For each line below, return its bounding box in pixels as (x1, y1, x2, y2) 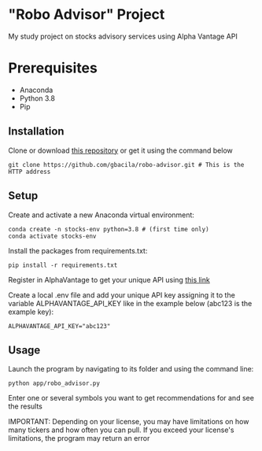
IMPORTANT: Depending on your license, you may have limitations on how (8, 417, 249, 427)
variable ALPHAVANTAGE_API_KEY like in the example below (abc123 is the (8, 298, 253, 308)
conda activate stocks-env (8, 232, 97, 240)
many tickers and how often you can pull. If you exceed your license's (8, 425, 234, 434)
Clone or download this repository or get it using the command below (8, 146, 234, 155)
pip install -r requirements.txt (8, 261, 118, 269)
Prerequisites (8, 59, 98, 77)
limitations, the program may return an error (8, 434, 150, 443)
